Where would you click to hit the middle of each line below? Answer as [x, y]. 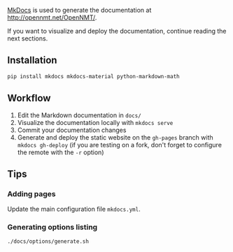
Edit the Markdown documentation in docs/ [79, 115]
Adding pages [31, 193]
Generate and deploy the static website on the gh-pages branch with [115, 137]
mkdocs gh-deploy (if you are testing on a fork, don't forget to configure [120, 144]
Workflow [29, 98]
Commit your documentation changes [72, 130]
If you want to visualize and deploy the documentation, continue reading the [117, 31]
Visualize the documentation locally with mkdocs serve [95, 122]
